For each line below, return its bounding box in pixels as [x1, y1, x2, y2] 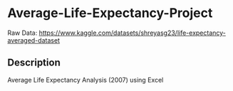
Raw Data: [7, 28, 38, 37]
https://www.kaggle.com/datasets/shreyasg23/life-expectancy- [38, 28, 227, 37]
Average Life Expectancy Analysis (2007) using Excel [7, 75, 164, 84]
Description [7, 57, 61, 69]
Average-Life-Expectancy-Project [7, 5, 213, 21]
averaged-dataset [7, 36, 61, 44]
